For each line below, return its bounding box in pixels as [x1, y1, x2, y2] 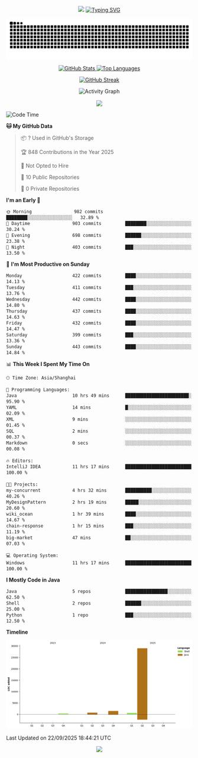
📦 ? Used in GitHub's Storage [20, 134, 95, 142]
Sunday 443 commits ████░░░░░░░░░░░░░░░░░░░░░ [6, 343, 192, 349]
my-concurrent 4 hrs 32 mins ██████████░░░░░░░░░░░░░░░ [6, 487, 192, 493]
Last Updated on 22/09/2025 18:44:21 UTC [6, 734, 111, 741]
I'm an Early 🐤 [6, 196, 41, 204]
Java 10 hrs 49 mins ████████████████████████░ [6, 393, 192, 399]
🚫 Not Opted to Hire [20, 162, 69, 169]
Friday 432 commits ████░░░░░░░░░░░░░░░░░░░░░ [6, 320, 192, 326]
